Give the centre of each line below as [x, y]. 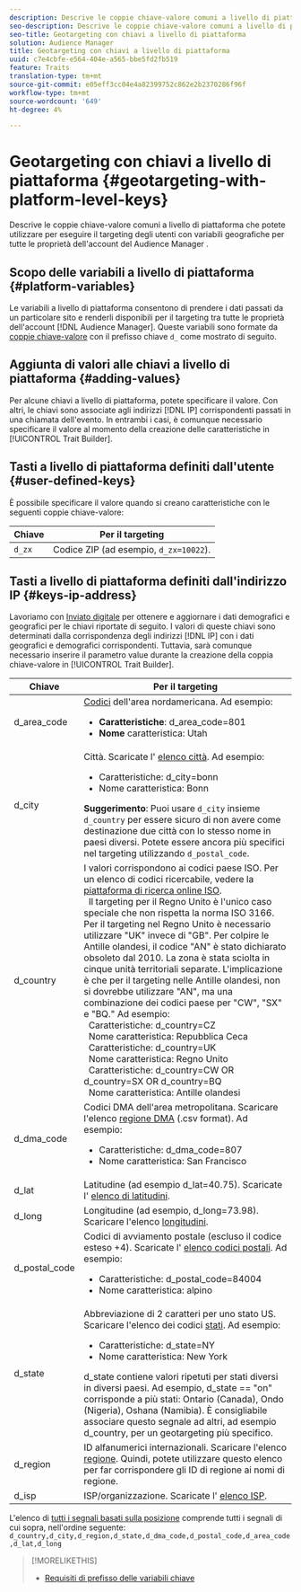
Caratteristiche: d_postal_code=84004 [180, 1279]
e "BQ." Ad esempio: [127, 1014]
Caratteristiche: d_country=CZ [152, 1025]
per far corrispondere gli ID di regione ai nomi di [184, 1470]
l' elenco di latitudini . [127, 1196]
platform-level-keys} [89, 200]
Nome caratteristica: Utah [153, 733]
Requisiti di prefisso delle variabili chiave [120, 1579]
